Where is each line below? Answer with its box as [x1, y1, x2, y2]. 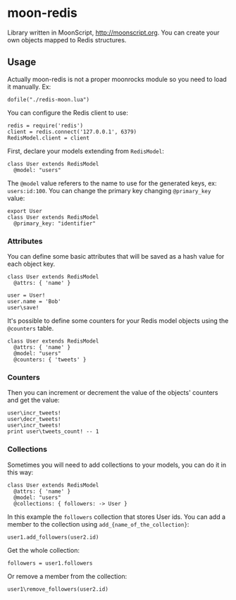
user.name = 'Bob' [7, 298, 61, 305]
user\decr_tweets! [7, 416, 61, 423]
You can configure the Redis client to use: [7, 108, 129, 117]
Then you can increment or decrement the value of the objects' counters [7, 388, 218, 397]
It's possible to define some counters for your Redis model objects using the [7, 317, 229, 325]
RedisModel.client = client [7, 134, 90, 142]
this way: [7, 467, 34, 477]
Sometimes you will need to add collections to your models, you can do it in [7, 460, 227, 469]
